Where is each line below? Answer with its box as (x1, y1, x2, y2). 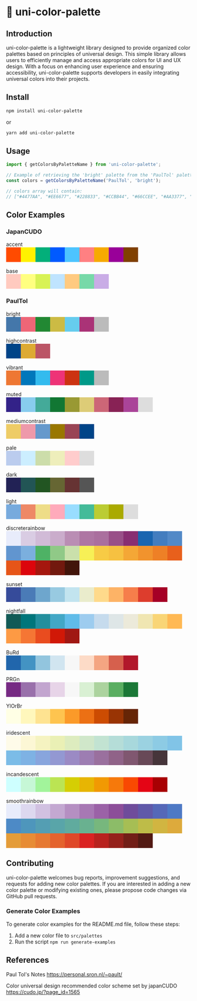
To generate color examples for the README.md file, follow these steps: (6, 921, 181, 928)
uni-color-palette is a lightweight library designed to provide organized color (6, 44, 191, 51)
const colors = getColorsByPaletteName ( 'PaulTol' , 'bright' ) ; (6, 178, 161, 184)
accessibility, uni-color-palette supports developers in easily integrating (6, 69, 180, 76)
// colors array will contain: (6, 188, 83, 194)
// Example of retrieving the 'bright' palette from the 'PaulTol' (6, 173, 175, 178)
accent (6, 241, 23, 248)
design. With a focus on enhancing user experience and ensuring (6, 63, 164, 70)
